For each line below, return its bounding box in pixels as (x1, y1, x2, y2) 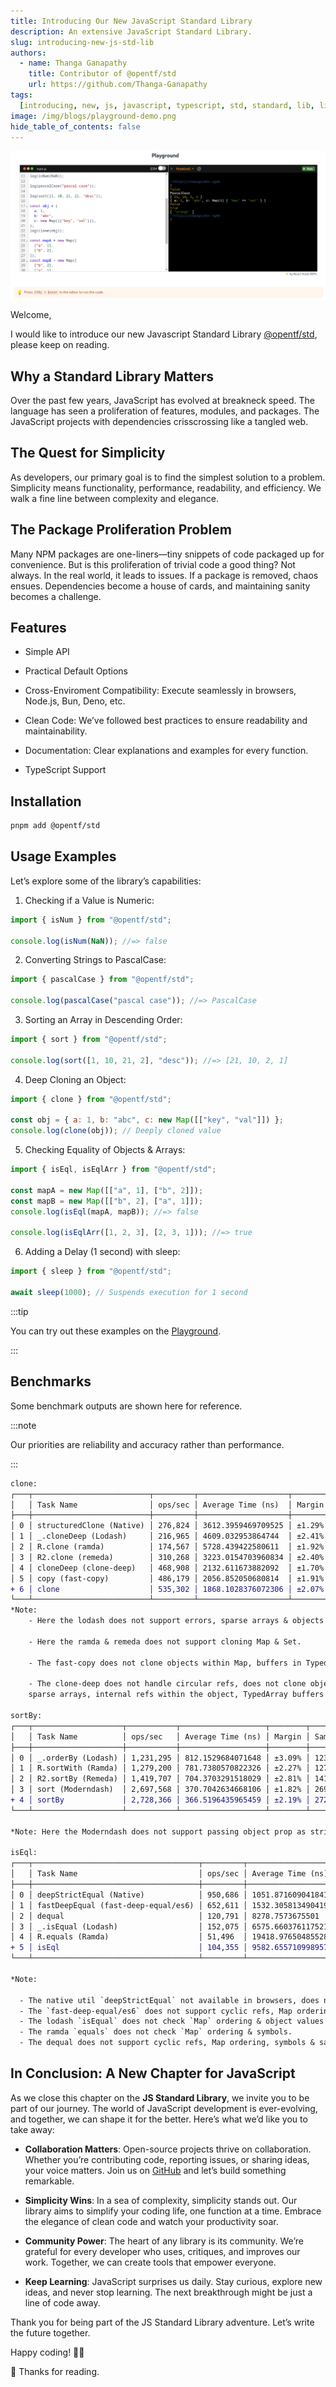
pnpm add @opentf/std (10, 821, 101, 831)
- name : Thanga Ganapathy (19, 58, 128, 69)
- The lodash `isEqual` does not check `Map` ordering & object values (19, 2016, 325, 2027)
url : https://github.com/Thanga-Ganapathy (28, 80, 208, 90)
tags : (10, 90, 33, 100)
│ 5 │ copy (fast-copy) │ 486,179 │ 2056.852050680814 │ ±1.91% (10, 1573, 325, 1584)
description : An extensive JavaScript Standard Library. (10, 26, 253, 37)
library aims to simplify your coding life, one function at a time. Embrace (24, 2205, 322, 2217)
